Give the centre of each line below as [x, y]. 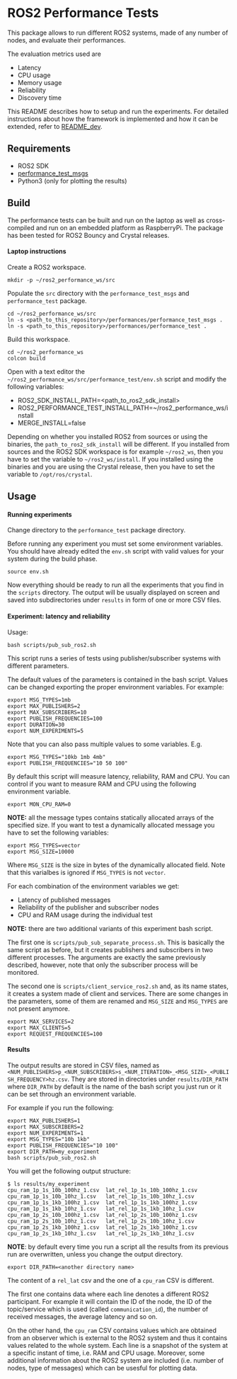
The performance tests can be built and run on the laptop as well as [106, 220]
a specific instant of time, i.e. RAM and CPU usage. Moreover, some [106, 1353]
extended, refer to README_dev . [55, 126]
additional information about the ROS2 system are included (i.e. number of [116, 1360]
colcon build [27, 358]
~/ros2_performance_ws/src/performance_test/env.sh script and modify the [117, 379]
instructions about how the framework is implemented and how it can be [113, 119]
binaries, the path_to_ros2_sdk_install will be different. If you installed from [118, 444]
